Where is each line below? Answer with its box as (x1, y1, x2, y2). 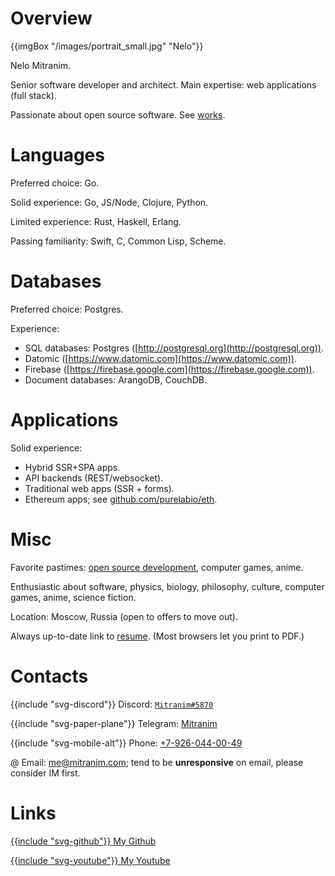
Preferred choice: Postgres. (10, 303, 124, 315)
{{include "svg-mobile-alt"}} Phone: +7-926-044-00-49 (10, 737, 243, 749)
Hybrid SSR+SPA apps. (24, 461, 121, 473)
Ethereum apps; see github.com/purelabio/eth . (24, 493, 218, 505)
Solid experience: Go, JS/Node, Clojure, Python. (10, 196, 209, 208)
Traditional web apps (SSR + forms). (24, 482, 175, 494)
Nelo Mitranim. (10, 59, 72, 71)
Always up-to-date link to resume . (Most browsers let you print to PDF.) (10, 630, 305, 642)
